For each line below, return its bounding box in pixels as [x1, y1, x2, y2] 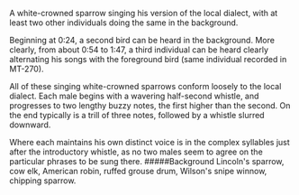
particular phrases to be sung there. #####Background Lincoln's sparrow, [9, 156, 285, 166]
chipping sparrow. [9, 175, 77, 186]
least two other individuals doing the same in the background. [9, 17, 239, 28]
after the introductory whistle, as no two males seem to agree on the [9, 146, 263, 157]
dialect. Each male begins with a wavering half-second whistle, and [9, 90, 259, 101]
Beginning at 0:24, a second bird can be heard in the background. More [9, 35, 275, 45]
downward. [9, 119, 51, 130]
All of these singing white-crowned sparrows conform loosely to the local [9, 81, 282, 91]
